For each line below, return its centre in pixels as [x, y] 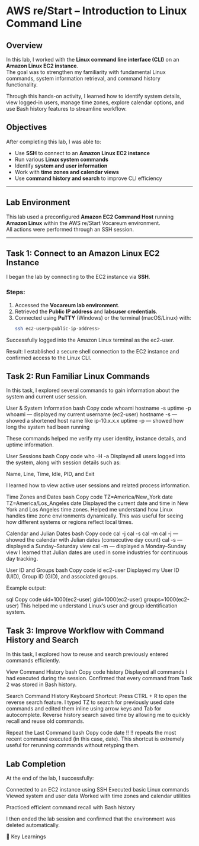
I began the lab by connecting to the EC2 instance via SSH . [78, 277]
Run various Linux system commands [61, 159]
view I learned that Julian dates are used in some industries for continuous [97, 552]
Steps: [16, 292]
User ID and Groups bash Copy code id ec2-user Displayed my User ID [93, 570]
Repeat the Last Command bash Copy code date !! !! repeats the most [91, 733]
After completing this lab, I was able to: [54, 141]
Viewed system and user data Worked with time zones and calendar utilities [99, 796]
